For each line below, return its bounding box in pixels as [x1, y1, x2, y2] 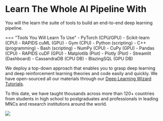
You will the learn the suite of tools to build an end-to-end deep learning [5, 20, 153, 26]
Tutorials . [5, 81, 24, 87]
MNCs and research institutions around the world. [5, 101, 107, 107]
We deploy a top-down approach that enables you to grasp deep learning [5, 65, 156, 71]
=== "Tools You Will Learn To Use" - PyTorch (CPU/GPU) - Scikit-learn [5, 35, 150, 40]
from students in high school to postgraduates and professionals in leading [5, 95, 159, 102]
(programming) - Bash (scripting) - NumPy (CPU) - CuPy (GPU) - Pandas [5, 45, 155, 51]
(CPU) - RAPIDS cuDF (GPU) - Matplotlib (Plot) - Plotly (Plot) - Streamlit [5, 50, 152, 56]
